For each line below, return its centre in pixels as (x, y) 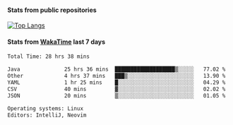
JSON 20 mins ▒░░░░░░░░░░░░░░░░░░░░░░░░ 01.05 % (116, 95)
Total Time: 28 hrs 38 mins (49, 56)
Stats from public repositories (52, 10)
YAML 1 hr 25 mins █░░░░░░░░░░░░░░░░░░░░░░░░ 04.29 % (116, 83)
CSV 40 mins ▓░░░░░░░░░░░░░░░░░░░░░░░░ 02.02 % (116, 89)
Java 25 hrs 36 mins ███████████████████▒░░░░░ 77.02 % (116, 70)
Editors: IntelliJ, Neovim (47, 115)
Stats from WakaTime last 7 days (56, 42)
